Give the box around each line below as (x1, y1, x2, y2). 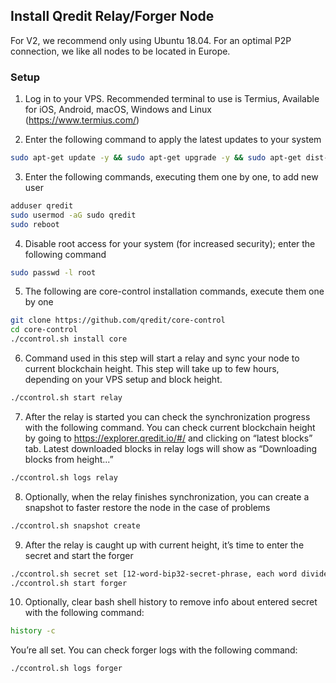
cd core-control (10, 325, 78, 335)
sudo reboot (10, 219, 60, 229)
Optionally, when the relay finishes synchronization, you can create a (24, 490, 310, 503)
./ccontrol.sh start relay (10, 393, 123, 403)
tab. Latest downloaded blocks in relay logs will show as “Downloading (24, 442, 318, 454)
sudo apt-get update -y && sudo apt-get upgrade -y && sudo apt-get (10, 153, 302, 163)
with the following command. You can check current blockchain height (24, 421, 316, 433)
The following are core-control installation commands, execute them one (24, 285, 325, 298)
